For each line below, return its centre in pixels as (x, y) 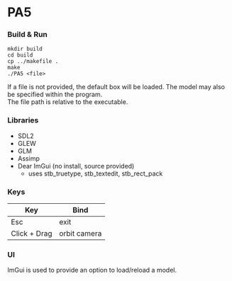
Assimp (29, 158)
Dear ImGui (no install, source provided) (76, 166)
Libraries (23, 120)
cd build (20, 55)
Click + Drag (32, 234)
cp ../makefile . (33, 62)
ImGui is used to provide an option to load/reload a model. (92, 270)
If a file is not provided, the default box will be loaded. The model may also (116, 87)
